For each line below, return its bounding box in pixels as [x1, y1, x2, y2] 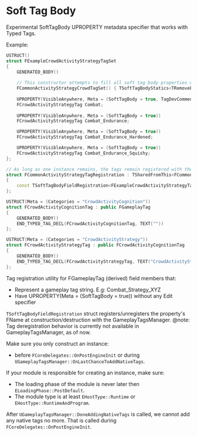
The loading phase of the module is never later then [14, 380, 140, 387]
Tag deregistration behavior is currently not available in [6, 322, 140, 330]
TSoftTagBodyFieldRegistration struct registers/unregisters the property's [6, 310, 186, 317]
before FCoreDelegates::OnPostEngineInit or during [14, 351, 140, 358]
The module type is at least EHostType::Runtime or [14, 393, 136, 400]
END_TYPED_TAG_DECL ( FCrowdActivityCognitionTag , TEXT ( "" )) [16, 220, 164, 227]
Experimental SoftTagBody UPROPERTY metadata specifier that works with [6, 24, 188, 31]
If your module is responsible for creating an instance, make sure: [6, 369, 165, 376]
